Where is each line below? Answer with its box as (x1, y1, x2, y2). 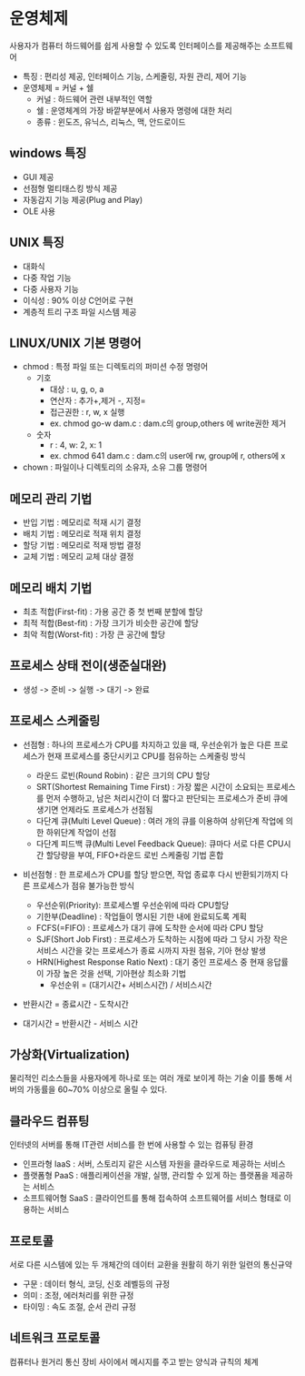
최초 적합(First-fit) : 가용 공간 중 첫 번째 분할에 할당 (22, 606, 203, 617)
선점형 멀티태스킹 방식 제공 (22, 183, 118, 194)
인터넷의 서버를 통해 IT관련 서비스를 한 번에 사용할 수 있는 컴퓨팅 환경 (9, 1139, 254, 1150)
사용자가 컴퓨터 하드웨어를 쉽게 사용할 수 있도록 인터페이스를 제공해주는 (9, 40, 261, 51)
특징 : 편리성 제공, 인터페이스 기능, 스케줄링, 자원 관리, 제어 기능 (22, 70, 248, 82)
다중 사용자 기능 (22, 283, 79, 294)
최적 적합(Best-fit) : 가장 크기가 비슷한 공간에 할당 (22, 618, 200, 628)
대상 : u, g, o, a (49, 384, 104, 395)
